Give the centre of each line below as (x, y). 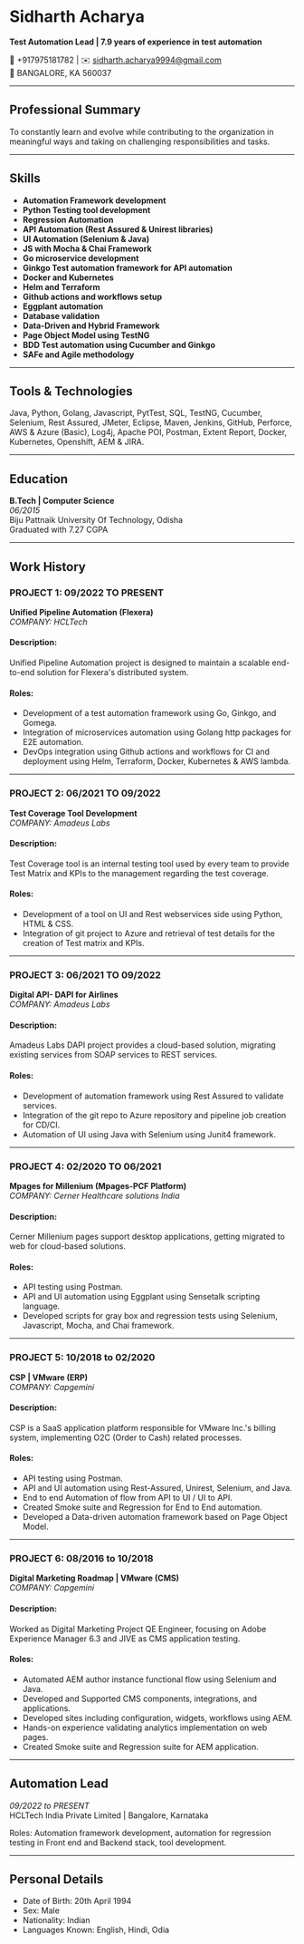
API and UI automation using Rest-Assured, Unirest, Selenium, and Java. (157, 1488)
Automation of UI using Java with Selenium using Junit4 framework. (149, 1134)
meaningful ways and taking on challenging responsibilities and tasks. (140, 141)
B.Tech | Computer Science (62, 501)
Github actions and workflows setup (92, 296)
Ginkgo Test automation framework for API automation (128, 267)
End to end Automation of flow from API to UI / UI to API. (128, 1498)
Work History (47, 567)
